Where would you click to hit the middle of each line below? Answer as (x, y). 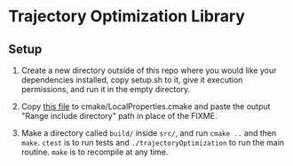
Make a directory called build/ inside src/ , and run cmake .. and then (149, 133)
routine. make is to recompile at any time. (95, 152)
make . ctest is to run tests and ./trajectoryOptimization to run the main (153, 142)
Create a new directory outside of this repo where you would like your (149, 70)
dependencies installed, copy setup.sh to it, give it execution (132, 80)
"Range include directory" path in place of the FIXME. (119, 116)
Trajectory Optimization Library (127, 16)
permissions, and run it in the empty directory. (106, 89)
